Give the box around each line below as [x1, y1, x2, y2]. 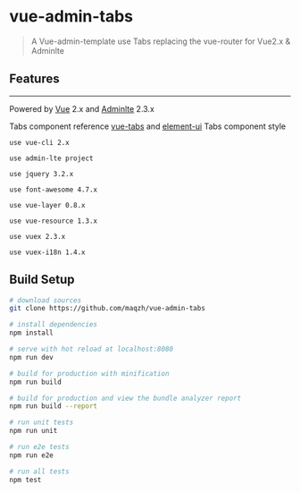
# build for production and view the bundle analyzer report [9, 394, 242, 403]
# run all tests [9, 467, 70, 476]
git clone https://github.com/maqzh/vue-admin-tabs [9, 304, 205, 313]
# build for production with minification [9, 369, 170, 378]
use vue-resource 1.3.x [9, 217, 98, 225]
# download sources [9, 295, 82, 305]
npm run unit [9, 427, 58, 436]
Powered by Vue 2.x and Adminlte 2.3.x [9, 103, 154, 114]
